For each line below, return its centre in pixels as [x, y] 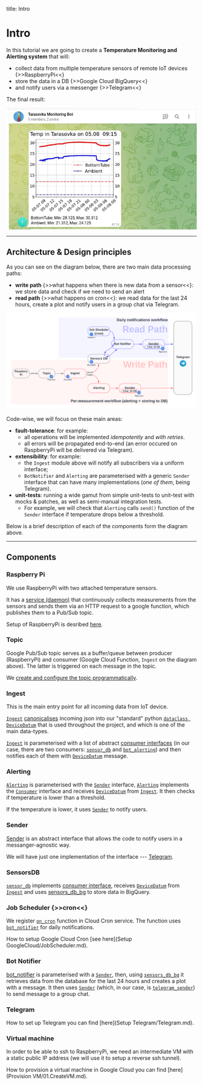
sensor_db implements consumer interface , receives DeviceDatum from [93, 885]
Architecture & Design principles [69, 252]
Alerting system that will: [38, 56]
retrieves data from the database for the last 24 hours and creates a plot [96, 981]
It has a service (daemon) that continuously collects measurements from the [101, 599]
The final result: [26, 99]
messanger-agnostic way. [39, 845]
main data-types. [27, 731]
